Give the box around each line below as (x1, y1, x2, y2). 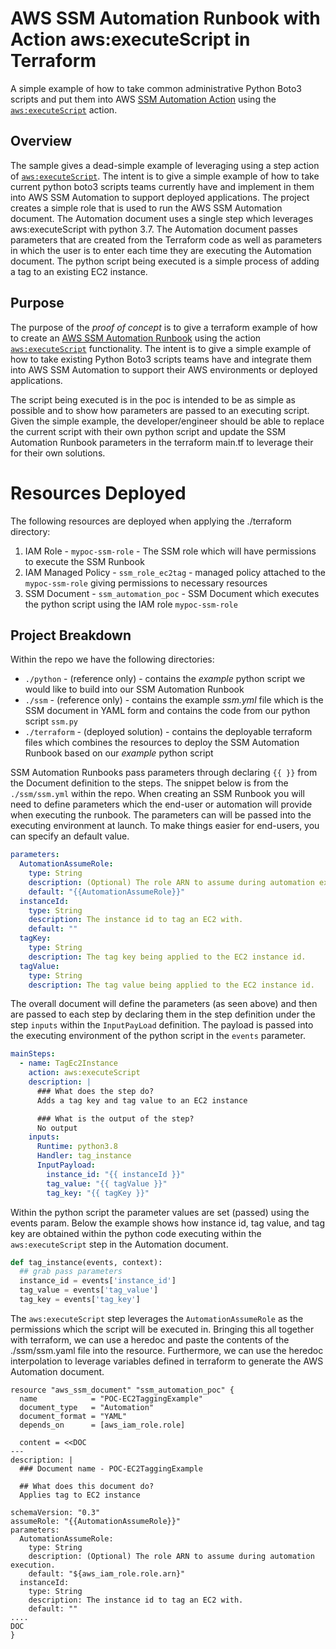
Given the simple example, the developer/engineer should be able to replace (10, 415, 325, 427)
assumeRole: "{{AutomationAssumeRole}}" (10, 1516, 182, 1526)
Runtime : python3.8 (36, 1142, 118, 1152)
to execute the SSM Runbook (24, 555, 145, 567)
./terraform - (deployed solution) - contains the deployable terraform (24, 726, 313, 738)
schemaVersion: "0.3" (10, 1507, 101, 1517)
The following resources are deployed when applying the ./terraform (10, 515, 292, 527)
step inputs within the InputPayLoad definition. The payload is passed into (10, 1019, 314, 1031)
